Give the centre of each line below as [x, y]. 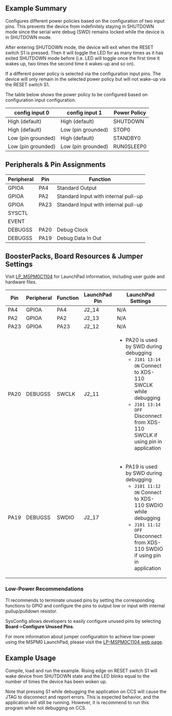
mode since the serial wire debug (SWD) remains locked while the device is [85, 32]
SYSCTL [18, 213]
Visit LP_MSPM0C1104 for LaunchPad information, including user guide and [85, 277]
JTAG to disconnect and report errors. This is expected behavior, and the [82, 697]
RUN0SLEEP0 [130, 146]
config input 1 [84, 113]
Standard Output [77, 188]
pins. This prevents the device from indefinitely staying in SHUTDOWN [80, 26]
